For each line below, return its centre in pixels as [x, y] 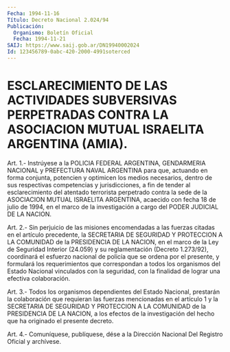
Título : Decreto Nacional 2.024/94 [58, 20]
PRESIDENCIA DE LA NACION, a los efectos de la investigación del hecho [111, 314]
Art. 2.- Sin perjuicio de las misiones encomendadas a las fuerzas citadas [111, 227]
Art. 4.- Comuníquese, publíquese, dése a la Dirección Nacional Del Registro [115, 334]
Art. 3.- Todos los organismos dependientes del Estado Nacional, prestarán [114, 292]
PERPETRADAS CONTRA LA [88, 115]
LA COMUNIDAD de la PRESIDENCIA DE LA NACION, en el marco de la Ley [113, 242]
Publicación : [26, 26]
